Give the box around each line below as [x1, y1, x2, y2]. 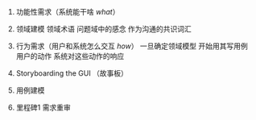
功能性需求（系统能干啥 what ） [15, 7, 120, 16]
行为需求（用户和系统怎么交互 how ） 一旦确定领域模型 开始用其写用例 [15, 41, 248, 51]
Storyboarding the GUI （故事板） [15, 68, 129, 78]
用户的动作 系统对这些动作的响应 [15, 52, 125, 60]
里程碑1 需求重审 [15, 103, 71, 112]
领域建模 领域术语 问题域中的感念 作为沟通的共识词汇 [15, 24, 192, 34]
